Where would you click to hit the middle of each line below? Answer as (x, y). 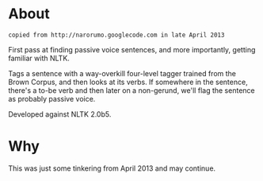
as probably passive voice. (52, 98)
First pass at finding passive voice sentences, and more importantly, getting (132, 49)
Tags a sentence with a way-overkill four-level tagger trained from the (122, 73)
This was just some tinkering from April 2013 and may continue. (112, 168)
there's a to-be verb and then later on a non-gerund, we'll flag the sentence (131, 90)
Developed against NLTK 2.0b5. (60, 114)
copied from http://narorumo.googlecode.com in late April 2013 (116, 35)
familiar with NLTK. (39, 58)
